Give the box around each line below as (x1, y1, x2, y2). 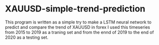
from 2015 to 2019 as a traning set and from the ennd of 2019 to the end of (5, 29, 154, 35)
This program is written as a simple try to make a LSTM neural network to (5, 19, 152, 25)
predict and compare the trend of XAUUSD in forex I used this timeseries (5, 24, 150, 30)
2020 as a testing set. (5, 34, 48, 40)
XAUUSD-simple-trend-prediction (5, 3, 145, 14)
